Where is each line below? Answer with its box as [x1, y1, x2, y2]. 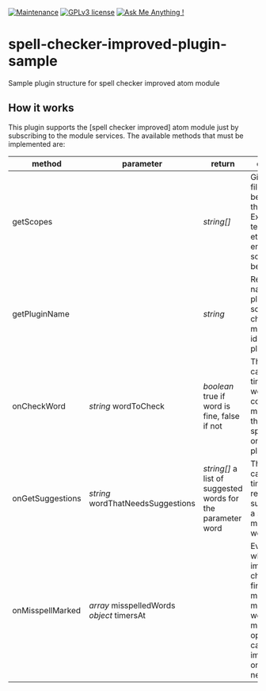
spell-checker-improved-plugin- [8, 36, 227, 53]
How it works [8, 102, 74, 115]
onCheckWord [12, 401, 66, 412]
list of [203, 473, 224, 484]
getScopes [12, 216, 53, 227]
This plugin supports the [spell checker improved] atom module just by [8, 122, 239, 132]
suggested [203, 482, 243, 493]
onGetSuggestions [12, 493, 82, 504]
